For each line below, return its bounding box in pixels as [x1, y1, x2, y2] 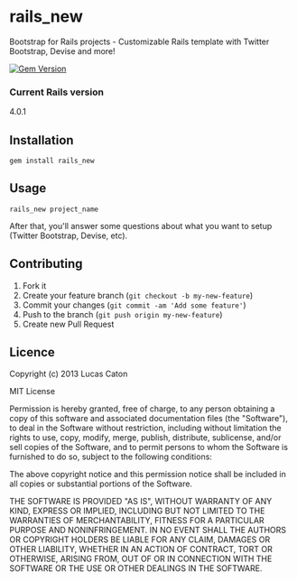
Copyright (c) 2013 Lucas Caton [9, 368, 128, 380]
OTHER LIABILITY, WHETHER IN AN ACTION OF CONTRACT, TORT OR [9, 544, 273, 555]
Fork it [22, 280, 47, 290]
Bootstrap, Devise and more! [9, 45, 116, 56]
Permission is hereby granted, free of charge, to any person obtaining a [9, 403, 275, 414]
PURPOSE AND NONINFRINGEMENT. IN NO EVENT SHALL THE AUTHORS [9, 525, 287, 536]
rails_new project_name [9, 205, 99, 214]
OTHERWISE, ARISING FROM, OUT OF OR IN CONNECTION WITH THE [9, 553, 273, 565]
